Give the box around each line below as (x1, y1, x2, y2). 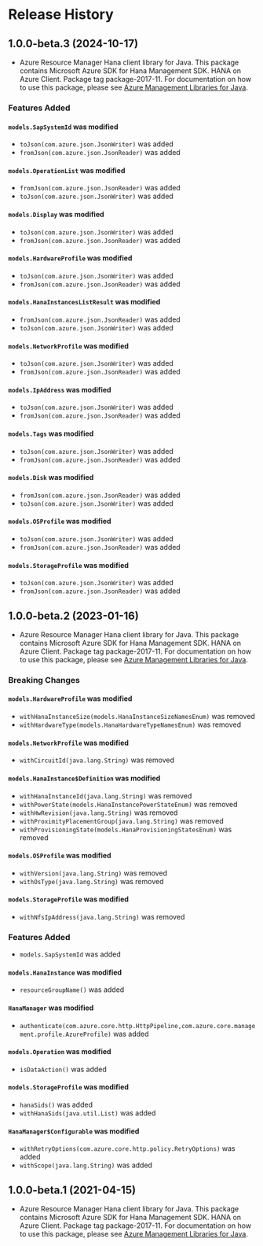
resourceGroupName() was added (19, 985, 125, 994)
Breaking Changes (8, 674, 81, 685)
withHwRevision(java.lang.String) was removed (19, 808, 178, 817)
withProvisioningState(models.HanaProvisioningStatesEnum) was (19, 824, 232, 834)
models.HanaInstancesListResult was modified (8, 297, 161, 307)
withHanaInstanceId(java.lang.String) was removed (19, 791, 192, 800)
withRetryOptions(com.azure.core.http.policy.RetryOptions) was (19, 1144, 236, 1153)
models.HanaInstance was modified (8, 968, 122, 977)
